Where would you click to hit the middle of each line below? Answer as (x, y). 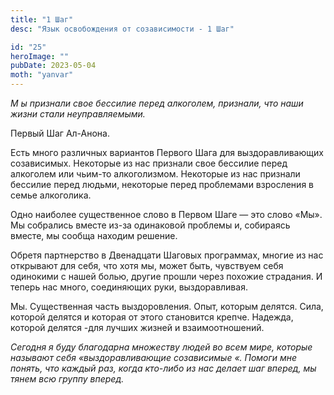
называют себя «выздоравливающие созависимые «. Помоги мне (154, 357)
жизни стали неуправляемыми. (78, 114)
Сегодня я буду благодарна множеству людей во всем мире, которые (161, 347)
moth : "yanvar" (42, 75)
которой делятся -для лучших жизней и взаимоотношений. (137, 327)
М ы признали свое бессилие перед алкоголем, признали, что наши (157, 103)
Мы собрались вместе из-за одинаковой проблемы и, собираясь (150, 225)
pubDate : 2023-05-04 (53, 66)
